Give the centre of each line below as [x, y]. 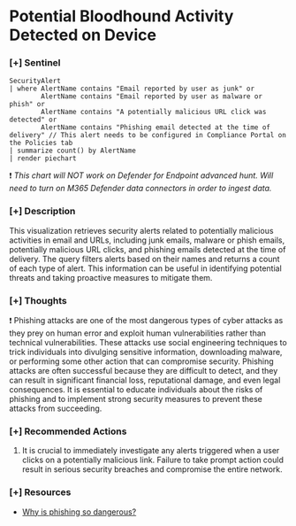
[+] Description [42, 212]
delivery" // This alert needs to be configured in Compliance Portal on [148, 135]
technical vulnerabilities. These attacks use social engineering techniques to [148, 343]
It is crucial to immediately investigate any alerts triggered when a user [151, 451]
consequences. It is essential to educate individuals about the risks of [136, 390]
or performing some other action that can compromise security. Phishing [141, 361]
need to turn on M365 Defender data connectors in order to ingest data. [140, 189]
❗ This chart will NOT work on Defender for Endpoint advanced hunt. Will [141, 175]
